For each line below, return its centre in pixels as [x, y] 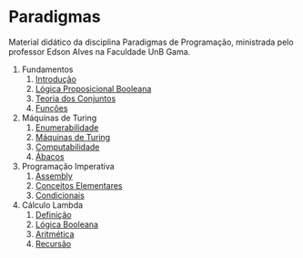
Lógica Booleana [67, 224]
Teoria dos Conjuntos [76, 98]
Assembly [54, 176]
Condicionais [60, 195]
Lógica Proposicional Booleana [93, 88]
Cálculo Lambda [52, 205]
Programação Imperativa [68, 166]
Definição [53, 214]
